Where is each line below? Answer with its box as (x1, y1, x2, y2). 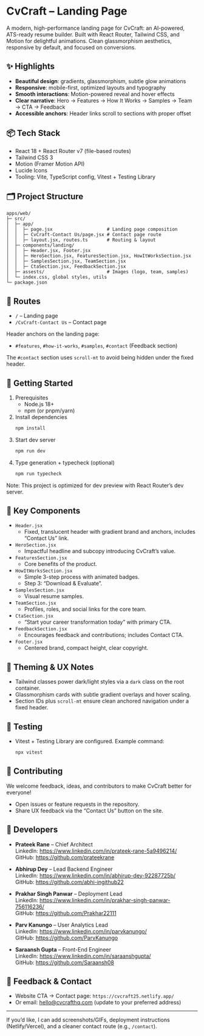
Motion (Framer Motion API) (15, 160, 85, 168)
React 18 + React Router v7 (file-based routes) (15, 147, 132, 154)
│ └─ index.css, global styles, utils (6, 274, 107, 281)
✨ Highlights (6, 61, 55, 72)
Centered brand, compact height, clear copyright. (24, 644, 149, 652)
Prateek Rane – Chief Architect (15, 840, 93, 848)
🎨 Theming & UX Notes (6, 662, 94, 672)
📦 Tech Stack (6, 128, 61, 138)
